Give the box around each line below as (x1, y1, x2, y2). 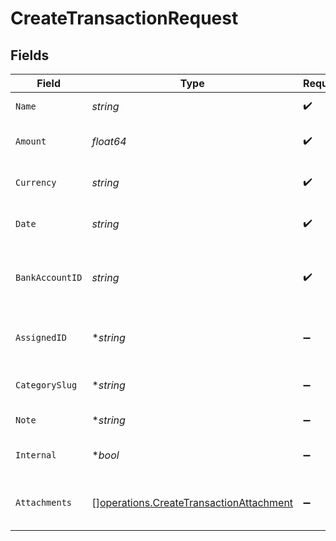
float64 (91, 135, 127, 148)
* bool (91, 448, 120, 462)
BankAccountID (15, 272, 83, 283)
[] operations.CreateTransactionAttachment (91, 496, 294, 509)
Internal (15, 450, 57, 461)
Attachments (15, 497, 73, 508)
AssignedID (15, 332, 67, 343)
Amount (15, 136, 47, 147)
